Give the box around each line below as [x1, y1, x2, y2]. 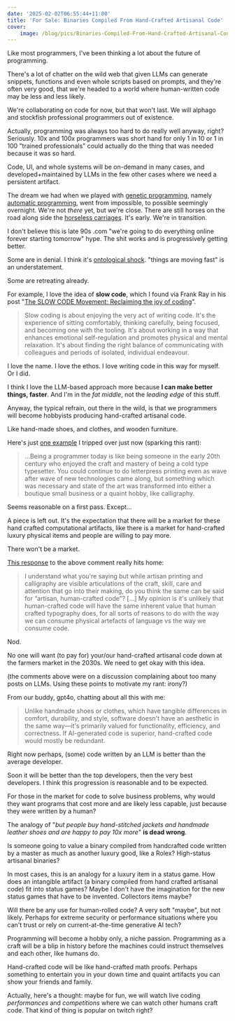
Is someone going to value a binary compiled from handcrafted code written [7, 842, 227, 850]
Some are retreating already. [7, 277, 90, 285]
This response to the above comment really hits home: [7, 558, 164, 567]
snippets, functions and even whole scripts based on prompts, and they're [7, 78, 222, 86]
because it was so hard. [7, 149, 76, 158]
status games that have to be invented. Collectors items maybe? [7, 892, 192, 901]
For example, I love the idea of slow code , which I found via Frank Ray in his [7, 290, 226, 298]
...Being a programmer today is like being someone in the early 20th [24, 452, 220, 461]
